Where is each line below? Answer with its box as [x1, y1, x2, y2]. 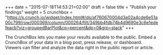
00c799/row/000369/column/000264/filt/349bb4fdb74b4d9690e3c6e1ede [5, 19, 158, 25]
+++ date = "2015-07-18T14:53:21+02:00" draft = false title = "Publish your [5, 4, 157, 10]
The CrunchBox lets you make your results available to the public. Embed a [5, 34, 157, 40]
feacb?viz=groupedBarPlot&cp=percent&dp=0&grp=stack [5, 25, 122, 31]
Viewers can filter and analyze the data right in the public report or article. [5, 45, 154, 50]
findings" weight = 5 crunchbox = [5, 9, 73, 15]
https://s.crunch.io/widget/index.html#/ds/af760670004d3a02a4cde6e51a [7, 15, 158, 20]
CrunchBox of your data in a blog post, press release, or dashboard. [5, 39, 142, 45]
